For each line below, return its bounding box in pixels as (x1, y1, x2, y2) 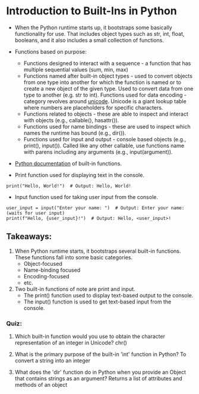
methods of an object (14, 381, 68, 389)
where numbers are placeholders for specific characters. (23, 104, 163, 111)
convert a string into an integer (14, 357, 91, 364)
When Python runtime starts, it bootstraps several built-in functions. (14, 247, 181, 255)
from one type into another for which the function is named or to (23, 79, 181, 86)
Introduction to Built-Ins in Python (6, 4, 177, 18)
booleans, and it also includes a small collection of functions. (14, 36, 165, 44)
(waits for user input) (6, 210, 65, 216)
